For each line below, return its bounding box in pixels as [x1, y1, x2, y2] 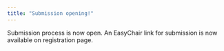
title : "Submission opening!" [7, 10, 94, 17]
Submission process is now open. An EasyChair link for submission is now [7, 29, 218, 37]
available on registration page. [7, 35, 93, 44]
